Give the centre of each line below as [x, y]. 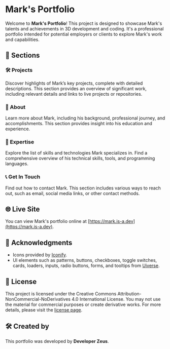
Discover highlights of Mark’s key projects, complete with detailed [74, 83]
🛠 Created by [27, 326]
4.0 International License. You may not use [116, 299]
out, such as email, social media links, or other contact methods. [73, 193]
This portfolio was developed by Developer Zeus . [57, 341]
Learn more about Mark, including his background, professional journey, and [85, 118]
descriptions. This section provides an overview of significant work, [76, 88]
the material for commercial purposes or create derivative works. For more [83, 304]
